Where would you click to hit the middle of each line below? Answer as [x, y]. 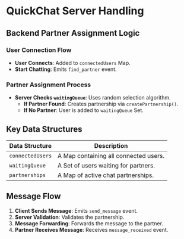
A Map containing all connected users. [111, 156]
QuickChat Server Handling [75, 11]
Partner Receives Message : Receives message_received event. [91, 229]
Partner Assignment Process [48, 85]
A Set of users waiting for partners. [106, 165]
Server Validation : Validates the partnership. [69, 217]
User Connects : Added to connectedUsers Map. [72, 63]
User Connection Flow [39, 50]
